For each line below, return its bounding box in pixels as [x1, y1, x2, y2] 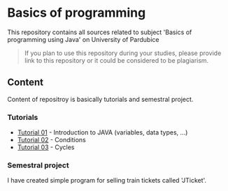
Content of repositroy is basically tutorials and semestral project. [7, 95, 194, 103]
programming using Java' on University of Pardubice [7, 35, 159, 43]
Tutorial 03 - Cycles [17, 143, 75, 151]
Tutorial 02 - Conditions [17, 136, 86, 144]
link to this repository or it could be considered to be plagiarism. [24, 56, 209, 64]
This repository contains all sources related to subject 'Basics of [7, 28, 192, 36]
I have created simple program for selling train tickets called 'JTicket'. [7, 176, 207, 185]
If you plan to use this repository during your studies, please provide [24, 49, 222, 57]
